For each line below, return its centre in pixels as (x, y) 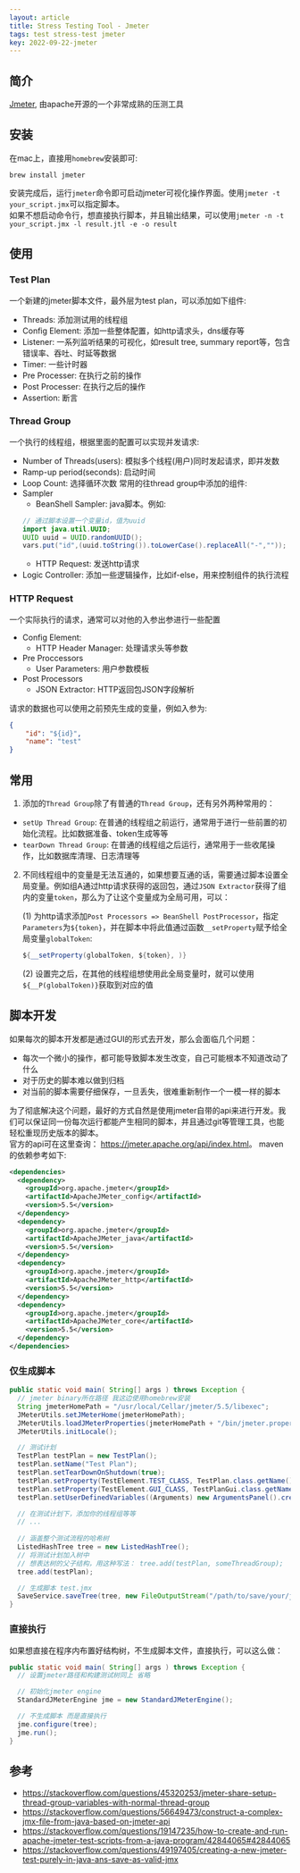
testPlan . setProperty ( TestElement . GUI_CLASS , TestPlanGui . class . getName (155, 1489)
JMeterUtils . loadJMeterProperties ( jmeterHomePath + (116, 1423)
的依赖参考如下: (38, 1155)
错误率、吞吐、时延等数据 (69, 353)
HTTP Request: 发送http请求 (87, 564)
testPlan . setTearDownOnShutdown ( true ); (92, 1473)
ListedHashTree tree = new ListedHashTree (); (104, 1547)
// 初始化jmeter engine (59, 1692)
